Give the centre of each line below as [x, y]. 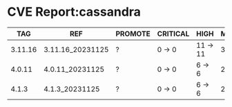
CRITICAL [173, 34]
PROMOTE [133, 34]
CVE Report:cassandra [74, 12]
